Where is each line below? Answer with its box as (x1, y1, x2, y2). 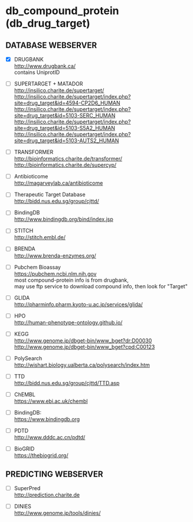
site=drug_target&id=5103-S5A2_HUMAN (14, 125, 116, 132)
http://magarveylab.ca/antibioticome (14, 180, 103, 187)
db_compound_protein (5, 4, 119, 18)
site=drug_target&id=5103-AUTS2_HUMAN (14, 137, 119, 144)
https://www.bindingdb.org (14, 416, 80, 423)
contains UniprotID (14, 69, 60, 76)
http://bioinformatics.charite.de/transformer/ (14, 155, 122, 162)
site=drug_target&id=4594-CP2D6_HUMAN (14, 99, 120, 107)
